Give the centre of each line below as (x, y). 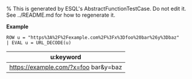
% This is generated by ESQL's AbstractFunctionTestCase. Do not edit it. (96, 9)
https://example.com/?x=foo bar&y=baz (66, 67)
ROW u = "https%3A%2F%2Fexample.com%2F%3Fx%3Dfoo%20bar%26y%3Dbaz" (93, 38)
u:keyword (66, 57)
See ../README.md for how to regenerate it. (61, 15)
